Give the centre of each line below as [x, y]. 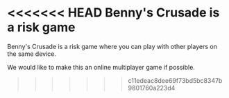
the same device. [32, 54]
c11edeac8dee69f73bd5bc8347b [175, 80]
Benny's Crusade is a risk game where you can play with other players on [112, 46]
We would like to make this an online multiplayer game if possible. [101, 67]
